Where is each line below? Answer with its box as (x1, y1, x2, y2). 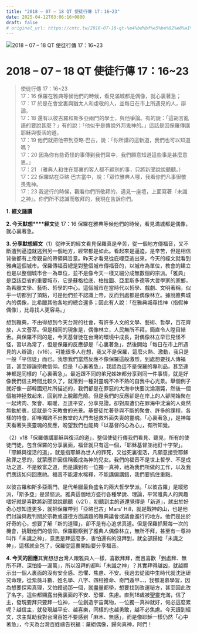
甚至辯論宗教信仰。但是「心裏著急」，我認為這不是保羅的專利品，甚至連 (16, 363, 189, 370)
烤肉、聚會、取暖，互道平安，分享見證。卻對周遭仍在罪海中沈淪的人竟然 (16, 400, 191, 407)
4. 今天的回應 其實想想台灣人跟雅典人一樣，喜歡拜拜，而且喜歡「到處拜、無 (6, 555, 187, 562)
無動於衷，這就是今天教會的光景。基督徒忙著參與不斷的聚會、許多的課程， (6, 407, 186, 414)
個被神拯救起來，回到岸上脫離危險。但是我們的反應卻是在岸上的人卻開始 (6, 392, 181, 400)
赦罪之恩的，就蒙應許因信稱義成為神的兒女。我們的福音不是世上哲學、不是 (6, 456, 186, 463)
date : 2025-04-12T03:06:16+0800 (6, 14, 85, 20)
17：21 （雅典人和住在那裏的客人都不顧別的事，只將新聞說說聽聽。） (20, 166, 184, 173)
